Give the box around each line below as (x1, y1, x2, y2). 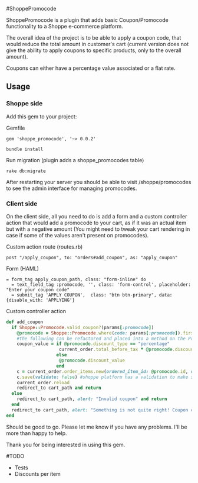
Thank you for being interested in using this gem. (6, 441, 126, 448)
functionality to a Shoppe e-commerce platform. (6, 23, 123, 30)
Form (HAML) (6, 265, 39, 272)
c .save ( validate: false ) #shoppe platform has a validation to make (16, 374, 189, 380)
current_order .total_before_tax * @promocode (58, 346, 173, 353)
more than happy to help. (6, 429, 67, 437)
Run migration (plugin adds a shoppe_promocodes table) (6, 156, 144, 163)
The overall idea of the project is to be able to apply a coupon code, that (6, 34, 181, 41)
